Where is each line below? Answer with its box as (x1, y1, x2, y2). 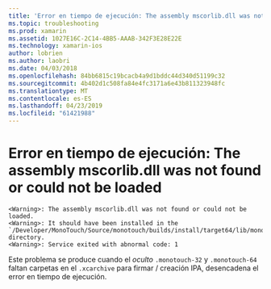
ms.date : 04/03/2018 (8, 65, 78, 73)
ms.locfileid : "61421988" (8, 110, 95, 118)
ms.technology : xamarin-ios (8, 42, 103, 50)
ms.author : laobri (8, 57, 70, 65)
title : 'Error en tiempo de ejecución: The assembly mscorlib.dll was (8, 11, 251, 20)
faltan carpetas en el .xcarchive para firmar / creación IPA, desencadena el (8, 263, 260, 273)
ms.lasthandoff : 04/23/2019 (8, 102, 103, 110)
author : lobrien (8, 49, 63, 57)
